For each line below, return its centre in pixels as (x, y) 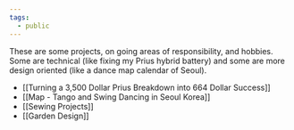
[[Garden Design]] (55, 116)
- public (34, 26)
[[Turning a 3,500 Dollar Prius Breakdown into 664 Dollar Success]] (146, 87)
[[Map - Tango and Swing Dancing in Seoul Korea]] (116, 97)
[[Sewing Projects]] (58, 106)
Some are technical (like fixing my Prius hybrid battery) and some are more (147, 61)
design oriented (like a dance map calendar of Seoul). (108, 70)
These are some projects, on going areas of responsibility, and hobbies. (142, 51)
